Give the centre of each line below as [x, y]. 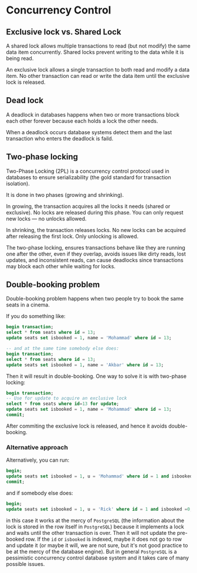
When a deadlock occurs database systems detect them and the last [89, 132]
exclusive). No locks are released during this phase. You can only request [95, 212]
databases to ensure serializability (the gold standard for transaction [89, 177]
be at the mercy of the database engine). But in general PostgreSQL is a [91, 551]
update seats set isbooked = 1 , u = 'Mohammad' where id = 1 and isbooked [99, 476]
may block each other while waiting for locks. [61, 266]
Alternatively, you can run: [38, 460]
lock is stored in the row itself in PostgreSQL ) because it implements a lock [95, 526]
